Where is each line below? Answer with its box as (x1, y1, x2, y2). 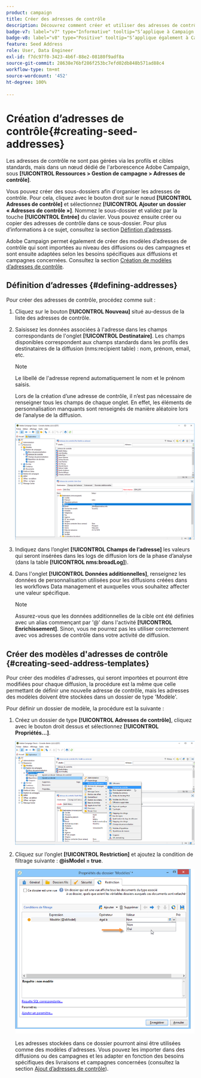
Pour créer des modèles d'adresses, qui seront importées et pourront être (6, 674, 188, 682)
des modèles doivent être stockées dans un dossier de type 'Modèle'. (6, 693, 178, 700)
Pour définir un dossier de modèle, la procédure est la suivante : (6, 705, 165, 712)
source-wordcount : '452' (6, 72, 68, 79)
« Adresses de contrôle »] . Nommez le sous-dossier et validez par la (6, 207, 178, 214)
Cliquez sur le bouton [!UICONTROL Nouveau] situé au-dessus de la (14, 308, 184, 315)
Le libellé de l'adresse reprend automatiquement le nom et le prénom (14, 374, 185, 381)
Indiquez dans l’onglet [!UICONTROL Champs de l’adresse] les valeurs (14, 546, 190, 553)
